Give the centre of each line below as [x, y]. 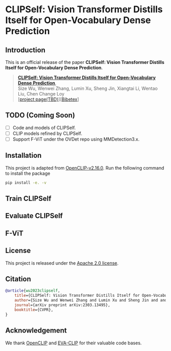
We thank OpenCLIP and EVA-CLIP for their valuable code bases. [74, 343]
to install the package [28, 173]
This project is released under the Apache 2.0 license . [62, 263]
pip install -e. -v [26, 182]
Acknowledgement [36, 331]
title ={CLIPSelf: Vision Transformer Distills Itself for [77, 296]
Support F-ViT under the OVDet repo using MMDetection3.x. [76, 139]
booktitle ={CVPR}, [34, 310]
